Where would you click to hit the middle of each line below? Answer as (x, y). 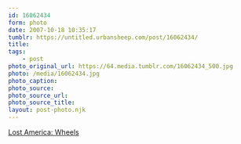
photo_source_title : (42, 103)
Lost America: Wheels (44, 132)
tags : (17, 52)
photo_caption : (33, 81)
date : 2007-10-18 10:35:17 (52, 30)
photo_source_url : (38, 95)
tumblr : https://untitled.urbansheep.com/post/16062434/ (103, 37)
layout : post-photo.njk (47, 110)
